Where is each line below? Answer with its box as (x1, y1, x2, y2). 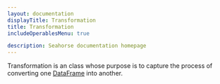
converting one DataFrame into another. (7, 69, 123, 78)
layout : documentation (7, 10, 74, 17)
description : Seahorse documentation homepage (7, 43, 147, 50)
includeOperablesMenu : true (7, 29, 90, 37)
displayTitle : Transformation (7, 17, 97, 24)
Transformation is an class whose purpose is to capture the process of (7, 62, 213, 70)
